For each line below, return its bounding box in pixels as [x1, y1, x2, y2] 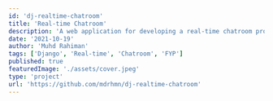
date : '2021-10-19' [8, 34, 75, 43]
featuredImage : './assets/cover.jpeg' [8, 65, 140, 73]
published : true [8, 58, 63, 66]
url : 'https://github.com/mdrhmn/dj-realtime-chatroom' [8, 80, 201, 88]
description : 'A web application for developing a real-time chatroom [8, 27, 253, 35]
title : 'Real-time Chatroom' [8, 20, 107, 28]
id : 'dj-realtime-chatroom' [8, 11, 104, 20]
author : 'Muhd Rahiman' [8, 42, 89, 50]
